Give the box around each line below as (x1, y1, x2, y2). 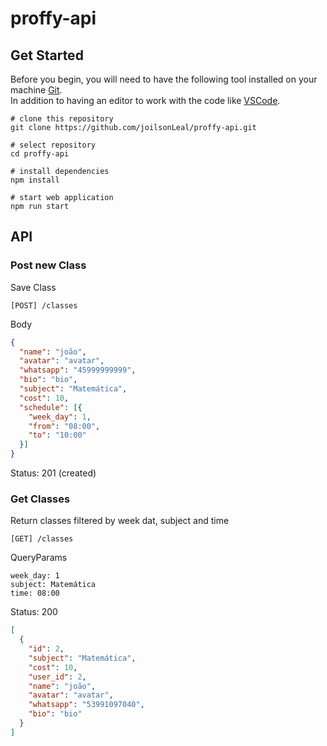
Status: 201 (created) (10, 467, 97, 479)
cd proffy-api (10, 149, 70, 159)
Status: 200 (10, 606, 58, 618)
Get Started (10, 47, 84, 64)
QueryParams (10, 552, 68, 564)
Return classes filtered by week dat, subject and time (10, 515, 230, 527)
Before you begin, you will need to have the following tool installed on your (10, 73, 318, 85)
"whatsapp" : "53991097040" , (28, 700, 145, 710)
